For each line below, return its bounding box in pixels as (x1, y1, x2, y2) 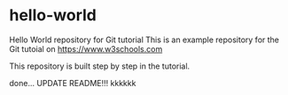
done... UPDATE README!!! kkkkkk (9, 77, 136, 88)
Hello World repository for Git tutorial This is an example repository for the (9, 34, 280, 45)
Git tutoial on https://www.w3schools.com (9, 43, 163, 54)
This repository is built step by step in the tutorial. (9, 61, 191, 71)
